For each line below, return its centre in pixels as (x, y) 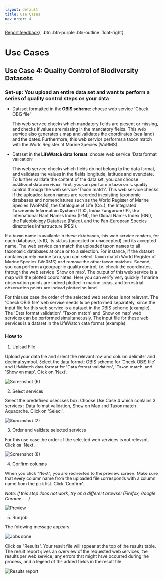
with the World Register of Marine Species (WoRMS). (65, 145)
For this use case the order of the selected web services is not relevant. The (82, 297)
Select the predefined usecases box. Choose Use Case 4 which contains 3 (80, 400)
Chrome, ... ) (18, 498)
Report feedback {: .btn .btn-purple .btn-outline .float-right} (64, 33)
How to (14, 336)
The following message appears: (38, 527)
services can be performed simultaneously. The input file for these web (77, 318)
